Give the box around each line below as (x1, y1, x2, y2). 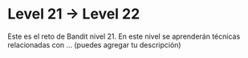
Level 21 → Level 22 (7, 5, 140, 23)
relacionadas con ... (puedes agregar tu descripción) (7, 39, 181, 49)
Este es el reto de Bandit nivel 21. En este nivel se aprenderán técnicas (7, 31, 241, 41)
